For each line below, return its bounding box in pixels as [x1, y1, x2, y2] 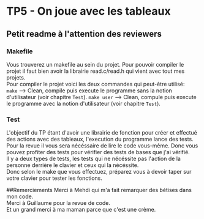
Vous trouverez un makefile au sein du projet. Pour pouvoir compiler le [6, 61, 184, 68]
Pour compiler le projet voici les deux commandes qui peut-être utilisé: [6, 80, 185, 87]
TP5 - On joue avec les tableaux [6, 4, 171, 18]
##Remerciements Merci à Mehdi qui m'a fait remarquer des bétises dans [6, 187, 192, 194]
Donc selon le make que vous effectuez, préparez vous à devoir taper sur [6, 168, 192, 176]
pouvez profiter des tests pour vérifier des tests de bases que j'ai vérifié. [6, 149, 190, 156]
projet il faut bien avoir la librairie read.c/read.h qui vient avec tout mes [6, 67, 185, 75]
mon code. [6, 193, 34, 200]
